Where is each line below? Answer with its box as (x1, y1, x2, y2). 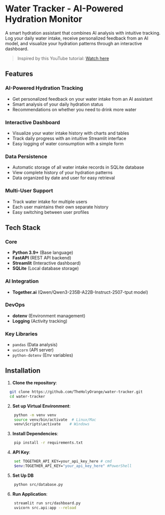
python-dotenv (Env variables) (12, 352, 73, 358)
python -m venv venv (14, 412, 56, 417)
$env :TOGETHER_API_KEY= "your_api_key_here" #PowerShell (14, 463, 132, 469)
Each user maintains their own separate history (12, 204, 109, 210)
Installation (5, 367, 41, 375)
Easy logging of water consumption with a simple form (12, 140, 124, 146)
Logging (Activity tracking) (12, 318, 68, 324)
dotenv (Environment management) (12, 313, 86, 319)
